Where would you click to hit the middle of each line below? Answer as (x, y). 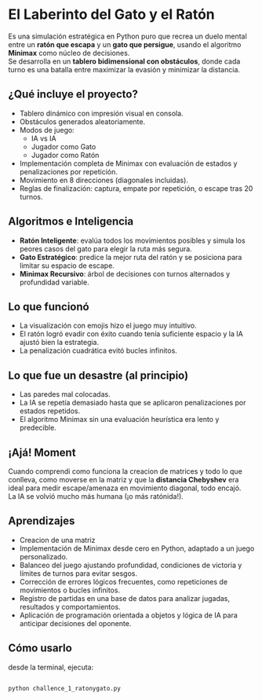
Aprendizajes (42, 521)
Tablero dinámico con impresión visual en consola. (101, 113)
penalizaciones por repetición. (68, 171)
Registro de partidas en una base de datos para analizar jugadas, (124, 598)
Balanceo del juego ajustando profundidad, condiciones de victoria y (131, 565)
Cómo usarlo (40, 649)
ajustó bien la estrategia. (59, 343)
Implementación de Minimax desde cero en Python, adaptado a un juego (137, 548)
